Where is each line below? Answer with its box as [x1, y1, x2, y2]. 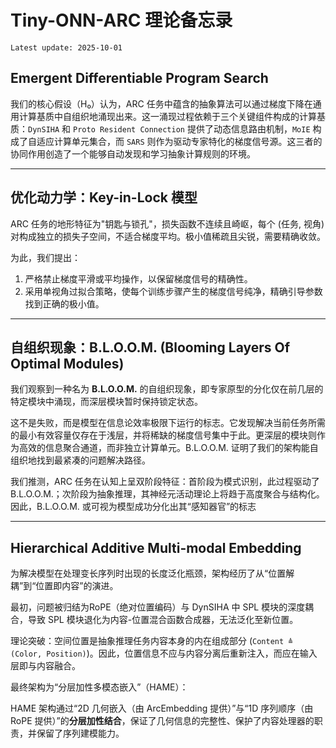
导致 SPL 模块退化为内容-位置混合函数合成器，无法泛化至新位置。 [27, 614, 299, 626]
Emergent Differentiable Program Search [10, 70, 269, 87]
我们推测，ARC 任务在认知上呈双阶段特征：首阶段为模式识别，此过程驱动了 [10, 476, 320, 488]
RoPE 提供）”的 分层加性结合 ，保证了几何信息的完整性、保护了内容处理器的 [10, 715, 315, 727]
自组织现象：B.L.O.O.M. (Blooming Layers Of [10, 339, 291, 356]
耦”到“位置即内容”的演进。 [10, 580, 119, 592]
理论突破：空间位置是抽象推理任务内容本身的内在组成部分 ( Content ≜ [10, 635, 293, 647]
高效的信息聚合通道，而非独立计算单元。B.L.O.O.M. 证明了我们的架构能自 [18, 442, 319, 454]
